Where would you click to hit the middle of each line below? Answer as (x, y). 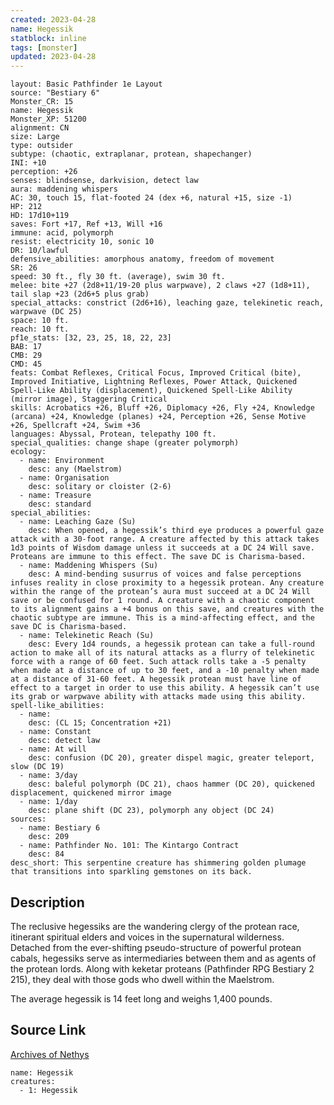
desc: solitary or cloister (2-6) (100, 487)
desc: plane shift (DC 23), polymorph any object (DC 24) (151, 811)
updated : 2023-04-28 (53, 57)
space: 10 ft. (40, 321)
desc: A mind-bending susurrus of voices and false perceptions (165, 574)
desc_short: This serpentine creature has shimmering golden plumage (158, 863)
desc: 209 (49, 837)
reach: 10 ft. (40, 329)
